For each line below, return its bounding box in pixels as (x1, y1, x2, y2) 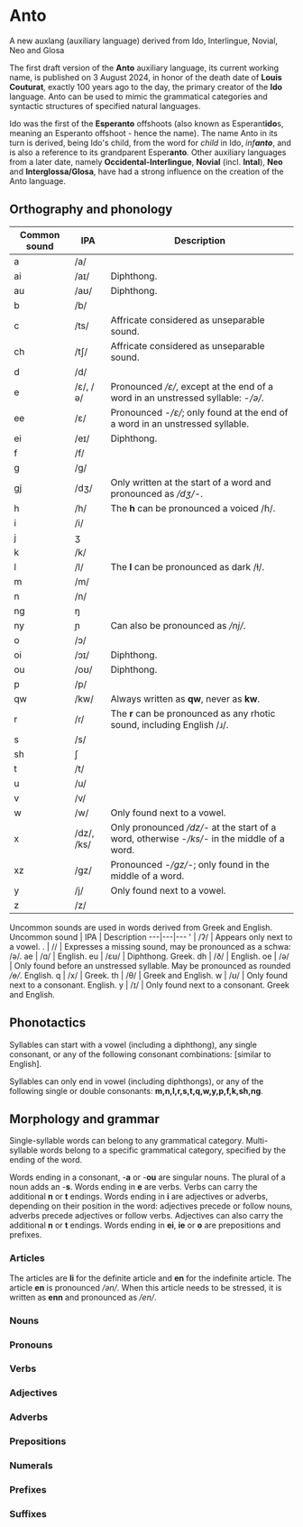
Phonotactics (9, 1016, 87, 1031)
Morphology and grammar (9, 1111, 161, 1127)
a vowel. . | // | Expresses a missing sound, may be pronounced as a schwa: (9, 941, 291, 952)
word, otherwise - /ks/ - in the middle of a (110, 832, 286, 844)
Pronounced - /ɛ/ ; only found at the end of (110, 406, 289, 419)
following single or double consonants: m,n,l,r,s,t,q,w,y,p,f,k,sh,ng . (9, 1085, 263, 1096)
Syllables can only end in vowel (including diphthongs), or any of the (9, 1075, 264, 1087)
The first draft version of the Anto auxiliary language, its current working (9, 62, 280, 73)
